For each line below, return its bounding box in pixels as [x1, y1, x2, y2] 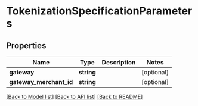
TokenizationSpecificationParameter [6, 4, 193, 18]
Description [101, 58, 136, 66]
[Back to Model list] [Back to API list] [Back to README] [6, 93, 143, 100]
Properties [6, 40, 47, 51]
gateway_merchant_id [9, 78, 73, 86]
